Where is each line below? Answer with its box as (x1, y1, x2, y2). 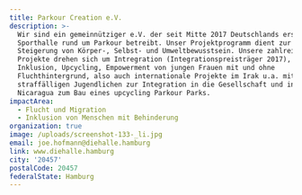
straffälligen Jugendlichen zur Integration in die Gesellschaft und (17, 80, 283, 89)
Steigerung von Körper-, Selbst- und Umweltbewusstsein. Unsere (17, 47, 263, 56)
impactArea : (9, 96, 54, 106)
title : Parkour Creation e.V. (9, 13, 123, 22)
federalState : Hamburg (9, 172, 94, 181)
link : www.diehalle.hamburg (9, 146, 115, 155)
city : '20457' (9, 155, 63, 164)
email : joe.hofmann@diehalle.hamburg (9, 138, 151, 147)
